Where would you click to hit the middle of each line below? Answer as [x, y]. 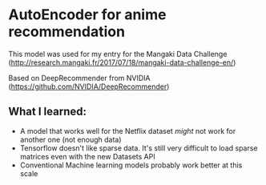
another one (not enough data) [71, 139]
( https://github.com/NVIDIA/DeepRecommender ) [89, 86]
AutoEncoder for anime [87, 15]
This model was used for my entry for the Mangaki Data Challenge [118, 54]
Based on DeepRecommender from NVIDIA [79, 78]
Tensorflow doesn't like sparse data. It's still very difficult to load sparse [139, 148]
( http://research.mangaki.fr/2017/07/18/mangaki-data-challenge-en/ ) [122, 62]
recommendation [67, 32]
